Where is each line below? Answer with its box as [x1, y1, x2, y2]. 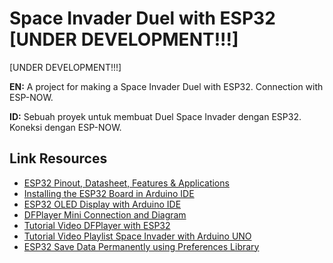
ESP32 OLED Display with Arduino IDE [23, 198, 182, 210]
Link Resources [9, 150, 108, 167]
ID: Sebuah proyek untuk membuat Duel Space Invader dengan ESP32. [9, 110, 302, 122]
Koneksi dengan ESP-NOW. [9, 121, 122, 133]
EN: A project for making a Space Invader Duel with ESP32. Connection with [9, 80, 324, 92]
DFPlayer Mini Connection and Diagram [23, 208, 187, 221]
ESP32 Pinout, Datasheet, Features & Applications [23, 177, 230, 189]
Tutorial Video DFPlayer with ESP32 [23, 219, 171, 231]
